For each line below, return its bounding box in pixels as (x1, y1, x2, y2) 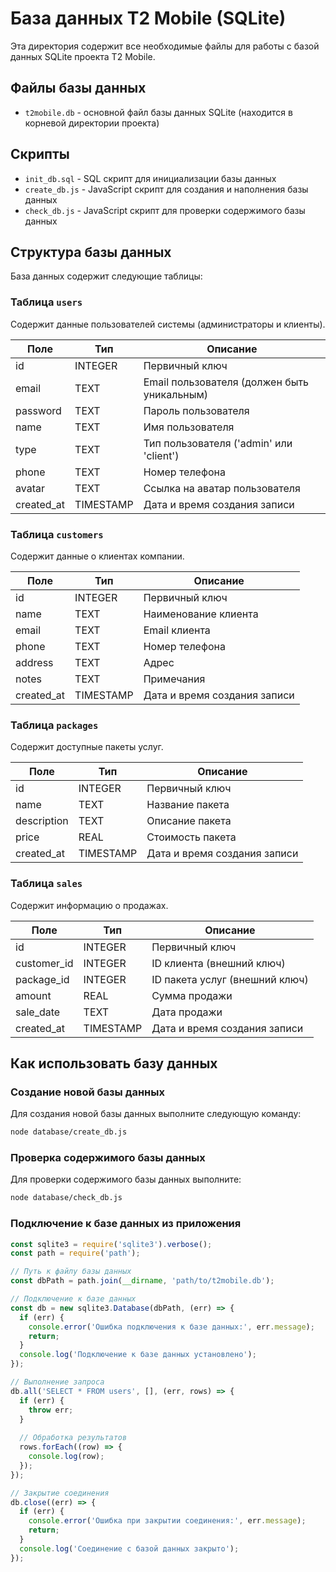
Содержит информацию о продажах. (10, 899, 169, 911)
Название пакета (146, 798, 230, 812)
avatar (15, 481, 45, 495)
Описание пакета (146, 814, 232, 828)
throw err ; (28, 1405, 74, 1415)
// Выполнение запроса (10, 1377, 105, 1387)
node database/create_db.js (10, 1127, 128, 1137)
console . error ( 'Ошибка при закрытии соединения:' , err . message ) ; (28, 1516, 307, 1526)
